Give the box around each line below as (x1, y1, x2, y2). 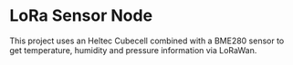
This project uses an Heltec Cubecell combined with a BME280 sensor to (9, 35, 285, 46)
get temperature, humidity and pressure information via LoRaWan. (9, 44, 257, 55)
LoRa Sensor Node (9, 5, 153, 26)
